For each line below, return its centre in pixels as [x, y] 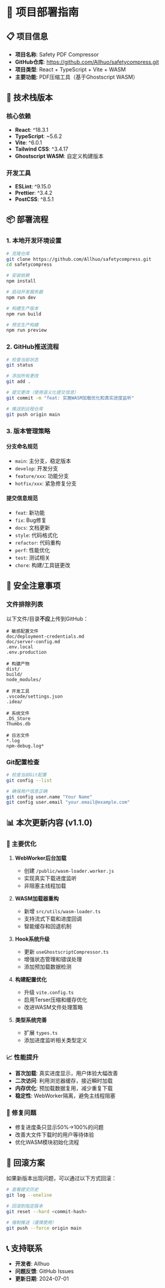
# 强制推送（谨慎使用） [31, 1222]
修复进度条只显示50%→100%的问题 [59, 1127]
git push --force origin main [44, 1228]
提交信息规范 [22, 498]
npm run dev [21, 298]
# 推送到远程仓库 [25, 409]
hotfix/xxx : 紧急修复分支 [46, 483]
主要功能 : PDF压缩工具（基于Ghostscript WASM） [76, 77]
